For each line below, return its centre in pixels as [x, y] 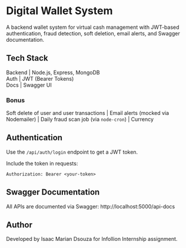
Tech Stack [27, 58]
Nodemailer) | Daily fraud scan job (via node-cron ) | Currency [80, 120]
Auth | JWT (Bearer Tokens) [40, 78]
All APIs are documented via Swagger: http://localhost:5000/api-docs [91, 206]
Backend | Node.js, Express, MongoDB [53, 72]
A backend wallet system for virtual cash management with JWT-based [93, 27]
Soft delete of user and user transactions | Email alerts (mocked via [88, 113]
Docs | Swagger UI [29, 85]
